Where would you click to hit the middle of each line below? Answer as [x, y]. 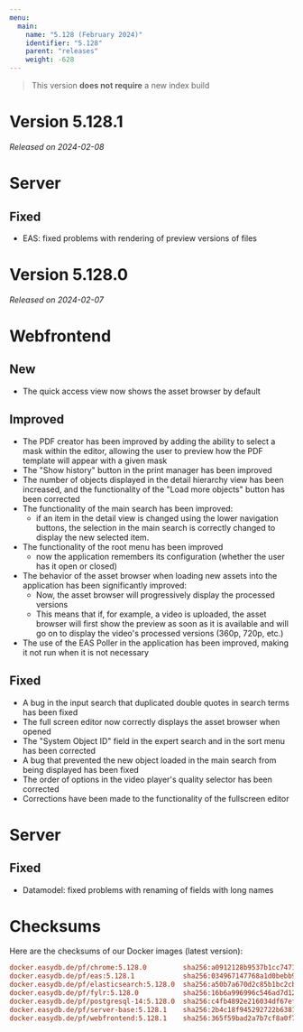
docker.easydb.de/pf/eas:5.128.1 [72, 976]
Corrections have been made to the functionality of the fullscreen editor [156, 798]
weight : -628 [50, 60]
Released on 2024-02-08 [57, 146]
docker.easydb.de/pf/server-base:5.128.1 [88, 1009]
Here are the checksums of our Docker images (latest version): [126, 951]
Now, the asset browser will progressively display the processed [155, 595]
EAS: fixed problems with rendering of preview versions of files [139, 238]
